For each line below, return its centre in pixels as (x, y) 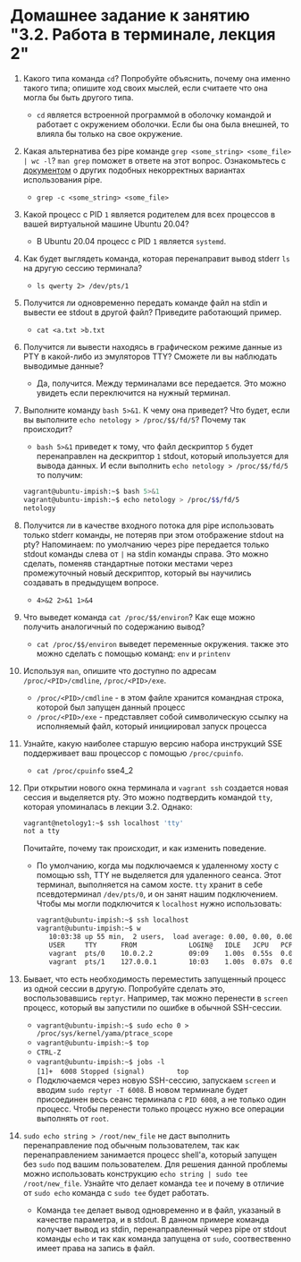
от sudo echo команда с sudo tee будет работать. (116, 1192)
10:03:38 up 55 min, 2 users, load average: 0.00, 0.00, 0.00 (171, 937)
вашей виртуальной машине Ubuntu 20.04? (106, 224)
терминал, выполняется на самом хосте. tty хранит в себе (149, 885)
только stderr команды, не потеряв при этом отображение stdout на (154, 534)
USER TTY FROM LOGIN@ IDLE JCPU (159, 945)
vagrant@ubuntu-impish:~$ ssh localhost (113, 920)
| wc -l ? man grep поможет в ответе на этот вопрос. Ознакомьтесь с (155, 160)
